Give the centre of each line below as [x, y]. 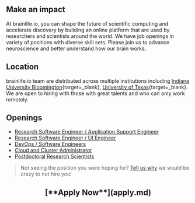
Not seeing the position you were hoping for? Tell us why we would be [105, 168]
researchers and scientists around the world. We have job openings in [90, 36]
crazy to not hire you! [46, 174]
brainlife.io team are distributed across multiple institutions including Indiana [98, 80]
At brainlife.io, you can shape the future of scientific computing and [87, 23]
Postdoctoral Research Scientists [54, 156]
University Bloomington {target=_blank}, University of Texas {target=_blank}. [97, 87]
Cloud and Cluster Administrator [53, 150]
